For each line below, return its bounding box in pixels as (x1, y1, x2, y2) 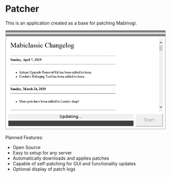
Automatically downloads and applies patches (12, 155, 109, 161)
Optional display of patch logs (12, 166, 76, 172)
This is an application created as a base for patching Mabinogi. (5, 20, 137, 26)
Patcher (5, 3, 40, 15)
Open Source (12, 144, 41, 150)
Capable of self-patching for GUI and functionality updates (12, 161, 136, 167)
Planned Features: (5, 135, 43, 141)
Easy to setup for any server (12, 150, 72, 156)
